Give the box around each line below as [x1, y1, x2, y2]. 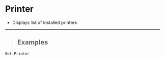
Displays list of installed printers [12, 20, 77, 25]
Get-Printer [5, 51, 29, 56]
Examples [17, 38, 48, 47]
